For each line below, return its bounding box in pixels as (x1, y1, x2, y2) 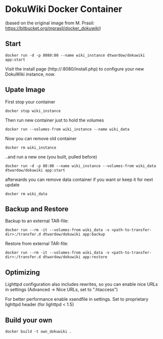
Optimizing (5, 268, 40, 276)
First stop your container (5, 98, 55, 105)
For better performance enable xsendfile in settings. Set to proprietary (5, 296, 149, 302)
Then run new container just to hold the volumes (5, 117, 104, 123)
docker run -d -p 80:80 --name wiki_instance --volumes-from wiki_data (5, 163, 156, 169)
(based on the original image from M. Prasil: (5, 20, 95, 26)
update (5, 181, 20, 187)
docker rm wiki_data (5, 191, 48, 196)
